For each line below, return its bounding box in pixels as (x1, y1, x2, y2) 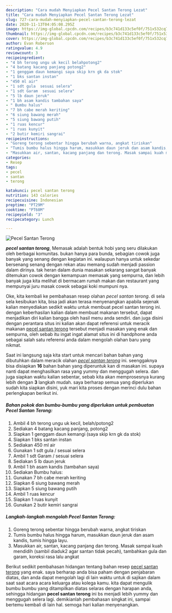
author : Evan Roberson (6, 41, 54, 46)
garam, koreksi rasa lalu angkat (13, 554, 79, 560)
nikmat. (6, 342, 22, 348)
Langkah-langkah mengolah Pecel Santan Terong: (6, 513, 116, 520)
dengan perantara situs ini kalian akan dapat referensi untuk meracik (6, 321, 150, 327)
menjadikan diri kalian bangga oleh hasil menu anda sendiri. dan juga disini (6, 315, 163, 321)
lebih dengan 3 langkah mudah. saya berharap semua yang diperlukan (6, 379, 155, 386)
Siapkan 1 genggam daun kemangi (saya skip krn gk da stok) (13, 431, 141, 437)
